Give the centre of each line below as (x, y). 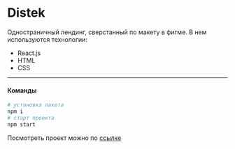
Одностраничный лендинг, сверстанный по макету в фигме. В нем (107, 32)
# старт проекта (31, 118)
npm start (22, 124)
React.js (29, 53)
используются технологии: (47, 39)
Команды (22, 90)
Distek (26, 13)
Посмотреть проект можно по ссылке (64, 138)
